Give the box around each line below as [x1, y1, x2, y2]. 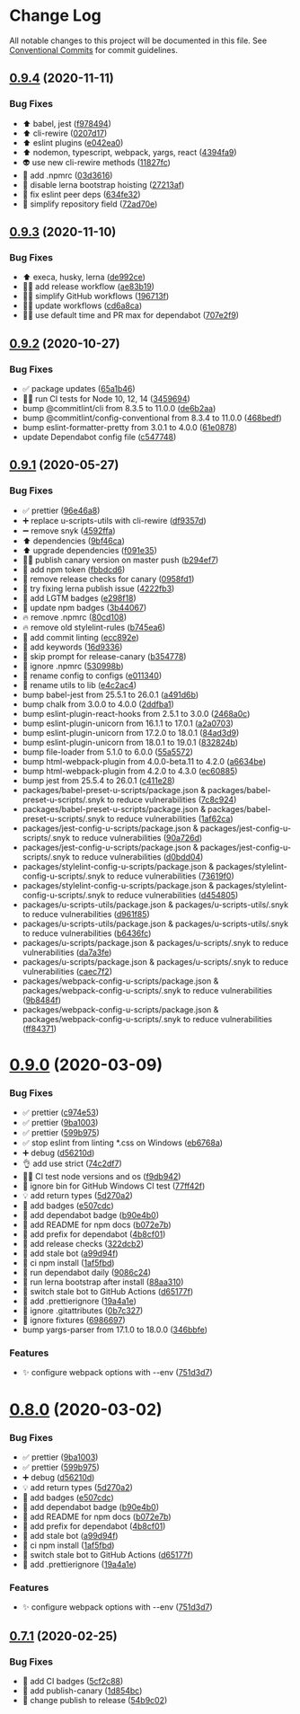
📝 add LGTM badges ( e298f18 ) [22, 592, 137, 603]
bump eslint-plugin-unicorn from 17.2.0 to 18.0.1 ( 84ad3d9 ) [22, 727, 240, 738]
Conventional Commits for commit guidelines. [9, 44, 178, 55]
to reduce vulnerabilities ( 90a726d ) [71, 832, 203, 843]
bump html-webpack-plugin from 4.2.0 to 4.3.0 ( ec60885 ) [22, 765, 238, 776]
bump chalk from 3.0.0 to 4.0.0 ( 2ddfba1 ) [22, 698, 175, 710]
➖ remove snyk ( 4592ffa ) [22, 525, 116, 535]
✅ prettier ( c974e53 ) [22, 1107, 100, 1118]
